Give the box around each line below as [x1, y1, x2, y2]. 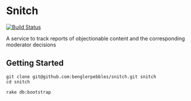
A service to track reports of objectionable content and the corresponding [6, 35, 185, 42]
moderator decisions [6, 41, 56, 48]
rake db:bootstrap [6, 89, 51, 95]
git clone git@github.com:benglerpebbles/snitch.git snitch [6, 73, 157, 80]
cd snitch [6, 79, 31, 85]
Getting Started [6, 58, 64, 68]
